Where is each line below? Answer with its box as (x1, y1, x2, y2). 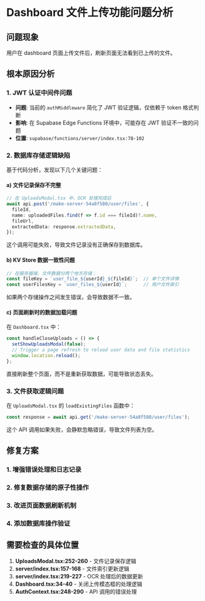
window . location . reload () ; (12, 352, 81, 358)
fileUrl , (12, 218, 34, 224)
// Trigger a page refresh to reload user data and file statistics (12, 347, 190, 353)
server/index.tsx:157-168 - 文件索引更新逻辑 (15, 565, 130, 572)
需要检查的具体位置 (6, 540, 79, 550)
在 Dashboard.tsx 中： (6, 323, 61, 331)
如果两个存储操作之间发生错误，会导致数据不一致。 (6, 293, 135, 301)
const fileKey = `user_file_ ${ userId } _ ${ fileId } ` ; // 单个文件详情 (6, 276, 179, 282)
